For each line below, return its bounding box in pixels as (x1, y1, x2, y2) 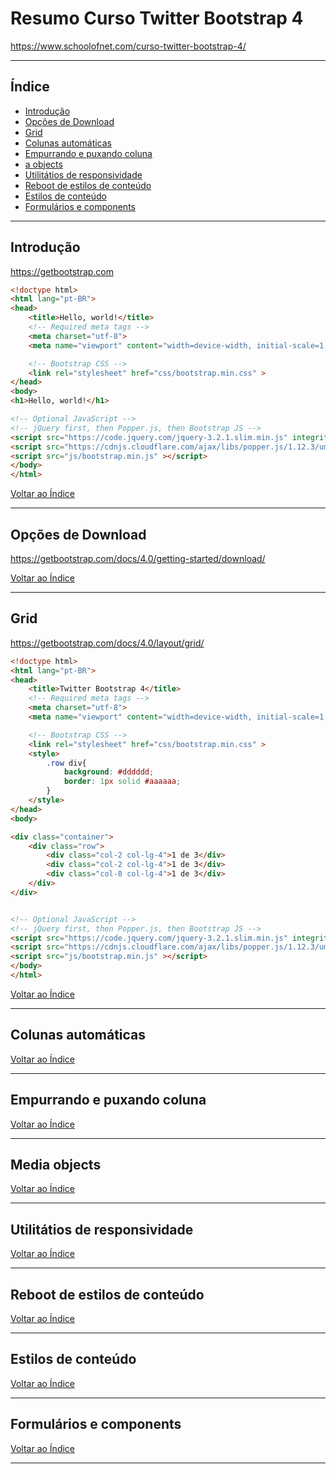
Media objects (10, 1156, 102, 1173)
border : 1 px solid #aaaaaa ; (63, 777, 182, 787)
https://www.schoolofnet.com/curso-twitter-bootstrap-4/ (10, 40, 247, 52)
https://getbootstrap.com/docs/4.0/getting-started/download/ (10, 553, 266, 564)
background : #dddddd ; (63, 767, 155, 777)
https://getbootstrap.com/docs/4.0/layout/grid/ (10, 637, 205, 649)
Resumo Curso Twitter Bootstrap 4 (10, 7, 304, 30)
